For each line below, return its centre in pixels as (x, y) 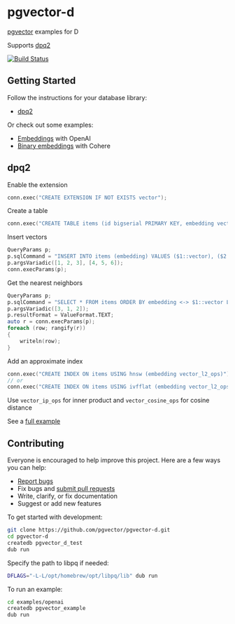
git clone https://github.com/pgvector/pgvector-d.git (89, 530)
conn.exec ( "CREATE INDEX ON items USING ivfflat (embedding (97, 387)
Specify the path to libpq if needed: (58, 563)
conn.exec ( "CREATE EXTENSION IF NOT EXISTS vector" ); (87, 197)
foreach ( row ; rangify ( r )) (47, 328)
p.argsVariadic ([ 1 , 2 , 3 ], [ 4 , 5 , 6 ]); (65, 263)
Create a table (28, 211)
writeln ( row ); (40, 341)
